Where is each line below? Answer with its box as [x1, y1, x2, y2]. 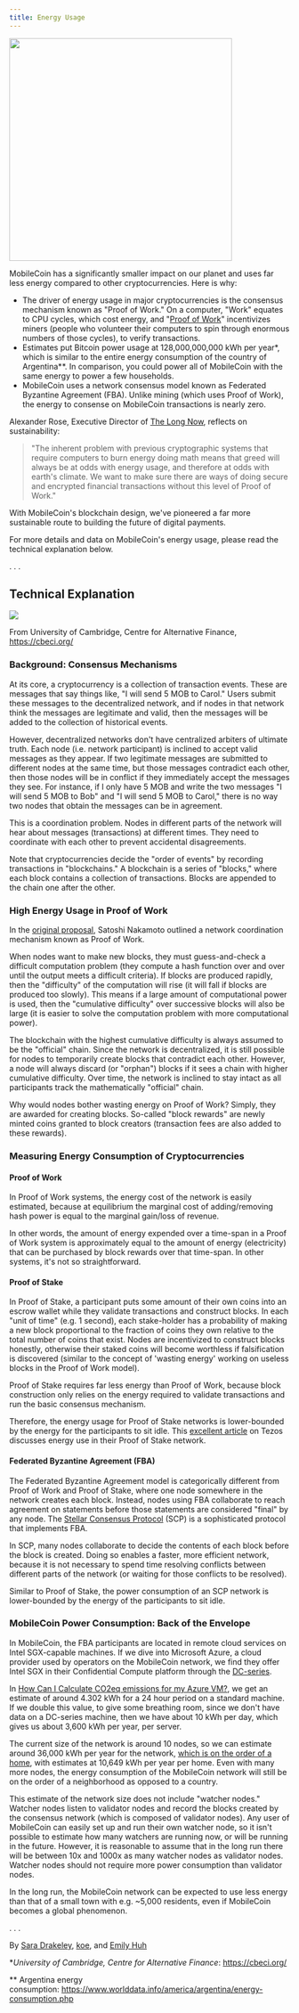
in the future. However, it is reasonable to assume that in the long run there [9, 1840, 284, 1851]
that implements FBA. [9, 1522, 88, 1533]
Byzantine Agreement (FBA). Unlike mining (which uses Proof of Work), [21, 389, 284, 400]
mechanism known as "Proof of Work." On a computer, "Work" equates [21, 304, 284, 314]
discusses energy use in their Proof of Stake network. [9, 1435, 206, 1446]
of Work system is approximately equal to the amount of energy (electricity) [9, 1237, 287, 1248]
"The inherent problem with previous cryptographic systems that [30, 443, 269, 453]
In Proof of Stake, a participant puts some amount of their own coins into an [9, 1297, 287, 1308]
